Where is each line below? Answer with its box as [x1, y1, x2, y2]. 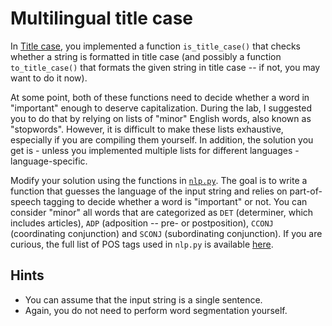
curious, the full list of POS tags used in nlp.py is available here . [10, 238, 274, 250]
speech [10, 195, 42, 207]
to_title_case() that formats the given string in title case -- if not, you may [10, 61, 321, 73]
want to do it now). [10, 72, 88, 84]
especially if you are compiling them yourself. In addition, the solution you [10, 133, 314, 146]
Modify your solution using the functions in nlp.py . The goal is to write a [10, 174, 308, 186]
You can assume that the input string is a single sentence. [24, 293, 263, 306]
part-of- [289, 185, 323, 197]
